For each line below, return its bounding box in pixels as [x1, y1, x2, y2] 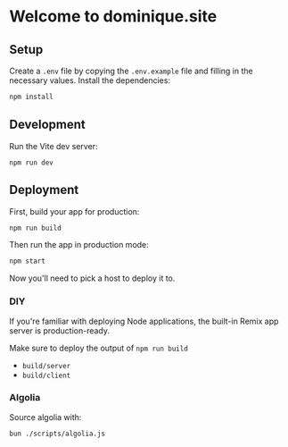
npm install [9, 92, 53, 101]
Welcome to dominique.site [9, 6, 218, 27]
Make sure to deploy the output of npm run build [9, 342, 189, 353]
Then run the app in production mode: [9, 240, 149, 250]
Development [9, 117, 86, 132]
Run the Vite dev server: [9, 140, 98, 151]
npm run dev [9, 158, 53, 167]
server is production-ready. [9, 325, 110, 336]
